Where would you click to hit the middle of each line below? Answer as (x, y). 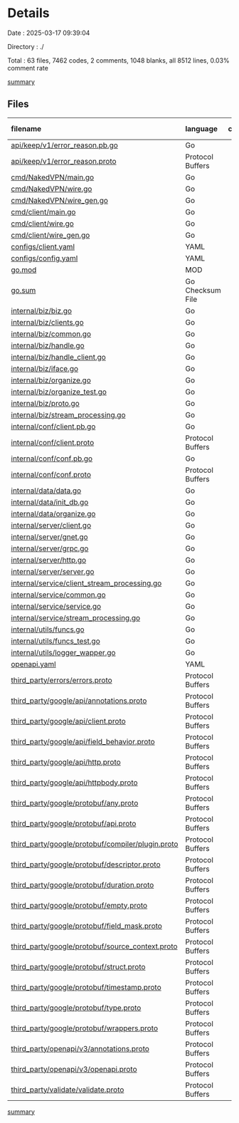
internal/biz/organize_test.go (59, 392)
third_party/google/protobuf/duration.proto (83, 884)
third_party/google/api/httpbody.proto (74, 783)
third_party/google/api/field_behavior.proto (83, 741)
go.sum (23, 290)
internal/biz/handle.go (48, 345)
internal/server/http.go (49, 560)
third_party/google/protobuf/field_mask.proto (86, 926)
